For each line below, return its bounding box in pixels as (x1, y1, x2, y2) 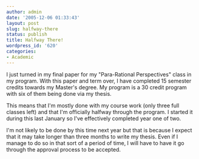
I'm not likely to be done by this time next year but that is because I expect (6, 126, 192, 134)
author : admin (6, 8, 42, 15)
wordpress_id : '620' (6, 43, 59, 49)
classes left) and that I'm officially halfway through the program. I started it (6, 108, 193, 115)
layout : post (6, 20, 39, 26)
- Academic (6, 54, 34, 60)
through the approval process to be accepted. (6, 146, 121, 153)
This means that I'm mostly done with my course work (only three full (6, 101, 180, 109)
